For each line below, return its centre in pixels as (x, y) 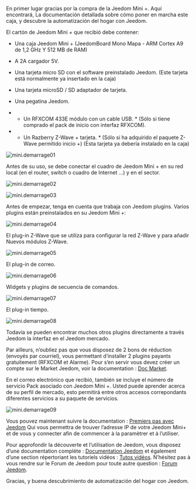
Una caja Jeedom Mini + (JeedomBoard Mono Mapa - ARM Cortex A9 (99, 44)
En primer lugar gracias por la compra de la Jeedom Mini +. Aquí (84, 8)
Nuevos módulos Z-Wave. (37, 241)
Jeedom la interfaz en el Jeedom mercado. (58, 338)
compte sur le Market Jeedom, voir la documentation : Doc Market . (87, 368)
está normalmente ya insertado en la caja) (65, 79)
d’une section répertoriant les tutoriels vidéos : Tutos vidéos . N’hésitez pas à (98, 457)
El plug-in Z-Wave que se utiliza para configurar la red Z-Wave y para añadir (98, 235)
